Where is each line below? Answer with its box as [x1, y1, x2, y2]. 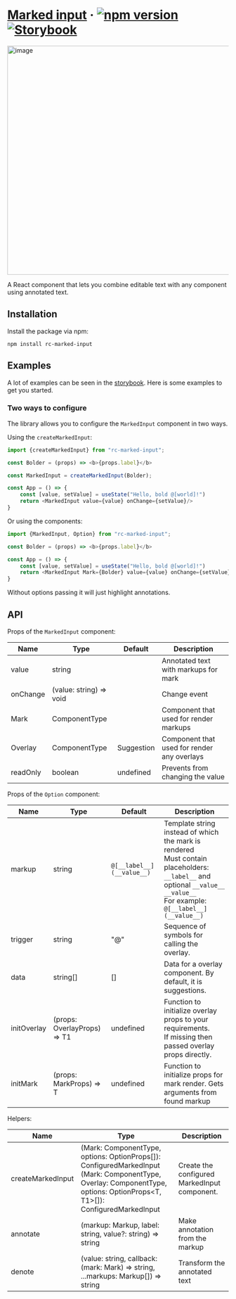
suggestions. [164, 985, 207, 995]
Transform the [178, 1258, 225, 1268]
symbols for [164, 930, 204, 940]
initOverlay [11, 1023, 47, 1033]
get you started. [7, 385, 54, 394]
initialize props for [164, 1070, 223, 1080]
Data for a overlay [164, 959, 223, 969]
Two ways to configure [7, 403, 87, 413]
